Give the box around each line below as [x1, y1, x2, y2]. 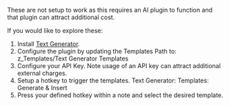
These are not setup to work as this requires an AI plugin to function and [7, 6, 212, 14]
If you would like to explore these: [7, 27, 103, 34]
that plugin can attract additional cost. [7, 13, 115, 21]
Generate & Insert [17, 84, 68, 92]
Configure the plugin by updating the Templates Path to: [17, 47, 177, 55]
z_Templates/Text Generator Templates [17, 54, 129, 63]
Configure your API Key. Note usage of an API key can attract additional [17, 62, 221, 70]
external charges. [17, 69, 68, 77]
